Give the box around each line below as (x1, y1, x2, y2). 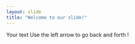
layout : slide (6, 8, 42, 15)
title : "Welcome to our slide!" (6, 14, 87, 20)
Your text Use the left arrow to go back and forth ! (6, 31, 129, 38)
